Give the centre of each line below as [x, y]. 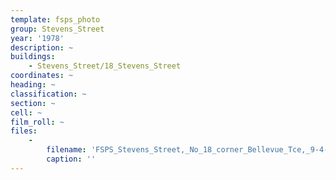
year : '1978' [37, 38]
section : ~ [33, 103]
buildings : [33, 57]
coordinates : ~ [42, 76]
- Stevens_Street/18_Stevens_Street [105, 66]
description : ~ [42, 47]
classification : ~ [48, 94]
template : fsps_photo [55, 19]
